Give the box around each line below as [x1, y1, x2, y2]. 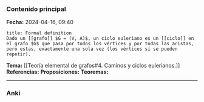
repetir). [6, 51, 32, 57]
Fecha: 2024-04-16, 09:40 [6, 19, 74, 26]
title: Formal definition [6, 30, 72, 36]
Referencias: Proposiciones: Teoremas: [6, 68, 109, 75]
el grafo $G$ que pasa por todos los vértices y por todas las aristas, [6, 41, 194, 47]
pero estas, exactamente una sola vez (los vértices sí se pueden [6, 46, 178, 53]
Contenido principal [6, 5, 66, 13]
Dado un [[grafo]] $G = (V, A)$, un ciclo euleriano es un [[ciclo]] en [6, 36, 194, 42]
